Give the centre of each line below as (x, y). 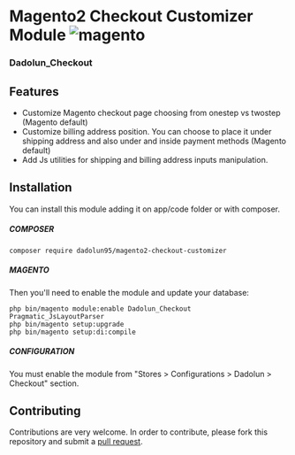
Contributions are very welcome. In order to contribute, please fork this (138, 432)
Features (34, 92)
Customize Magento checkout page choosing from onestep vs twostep (151, 112)
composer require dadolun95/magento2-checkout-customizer (118, 251)
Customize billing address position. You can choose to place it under (147, 131)
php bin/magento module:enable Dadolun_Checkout (100, 308)
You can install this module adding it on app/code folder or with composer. (145, 209)
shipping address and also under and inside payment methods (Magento (154, 141)
